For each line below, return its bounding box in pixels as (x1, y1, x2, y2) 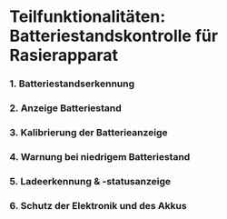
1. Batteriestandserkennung (9, 77, 135, 90)
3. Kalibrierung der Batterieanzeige (9, 125, 168, 138)
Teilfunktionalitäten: (9, 6, 166, 27)
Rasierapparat (9, 45, 119, 65)
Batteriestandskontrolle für (9, 25, 219, 46)
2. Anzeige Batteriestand (9, 102, 123, 114)
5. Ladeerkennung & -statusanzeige (9, 174, 171, 187)
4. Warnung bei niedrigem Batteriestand (9, 150, 191, 163)
